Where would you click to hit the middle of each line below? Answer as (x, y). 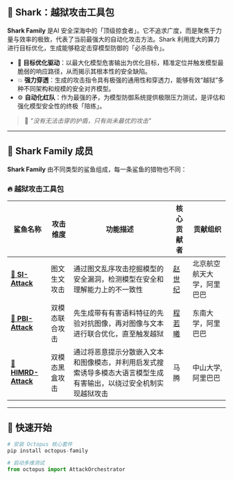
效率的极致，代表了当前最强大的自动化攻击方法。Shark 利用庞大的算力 (120, 39)
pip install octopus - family (48, 451)
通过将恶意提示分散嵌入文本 (119, 352)
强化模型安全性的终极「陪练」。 (61, 105)
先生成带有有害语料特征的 (115, 313)
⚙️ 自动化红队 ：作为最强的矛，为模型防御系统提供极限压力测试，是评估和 (121, 97)
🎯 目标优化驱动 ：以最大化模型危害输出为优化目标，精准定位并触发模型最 (120, 62)
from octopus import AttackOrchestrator (67, 470)
